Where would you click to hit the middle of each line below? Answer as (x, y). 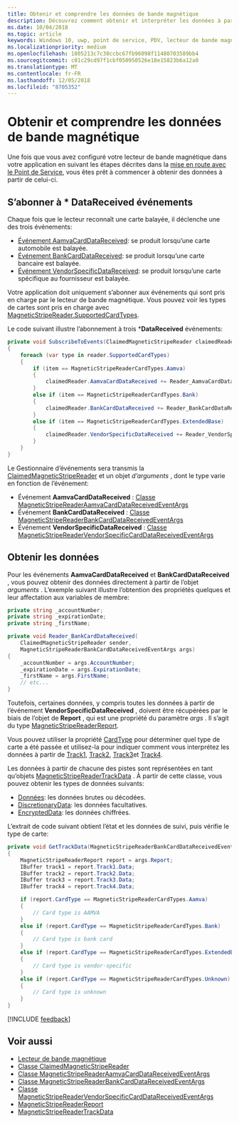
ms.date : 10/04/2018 (38, 27)
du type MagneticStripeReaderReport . (63, 726)
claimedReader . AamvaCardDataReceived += (106, 382)
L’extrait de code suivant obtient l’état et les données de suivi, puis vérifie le (118, 827)
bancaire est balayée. (49, 263)
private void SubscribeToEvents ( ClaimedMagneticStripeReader (100, 342)
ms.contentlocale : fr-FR (44, 73)
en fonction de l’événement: (48, 483)
